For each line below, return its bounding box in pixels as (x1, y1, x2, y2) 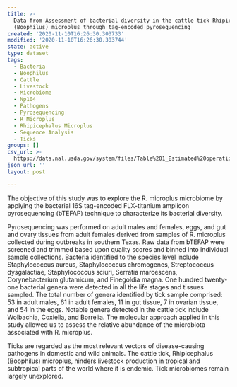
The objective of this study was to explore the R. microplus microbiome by (7, 194, 224, 202)
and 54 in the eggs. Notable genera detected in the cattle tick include (7, 305, 209, 313)
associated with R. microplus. (7, 328, 93, 336)
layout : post (7, 168, 46, 175)
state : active (7, 43, 49, 50)
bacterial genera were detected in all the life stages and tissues (20, 282, 205, 291)
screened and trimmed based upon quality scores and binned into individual (7, 245, 229, 253)
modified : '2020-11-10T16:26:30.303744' (7, 37, 128, 44)
